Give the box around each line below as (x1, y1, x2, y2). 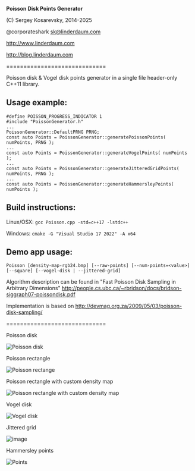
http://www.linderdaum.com (6, 40, 75, 46)
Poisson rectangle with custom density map (6, 378, 114, 385)
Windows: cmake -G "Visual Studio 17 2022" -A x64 (6, 230, 136, 237)
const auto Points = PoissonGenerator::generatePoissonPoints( (6, 134, 166, 140)
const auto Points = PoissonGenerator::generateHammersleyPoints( (6, 181, 174, 187)
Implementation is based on (6, 303, 74, 310)
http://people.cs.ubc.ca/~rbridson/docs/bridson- (61, 285, 183, 292)
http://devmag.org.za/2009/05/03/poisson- (75, 303, 183, 310)
